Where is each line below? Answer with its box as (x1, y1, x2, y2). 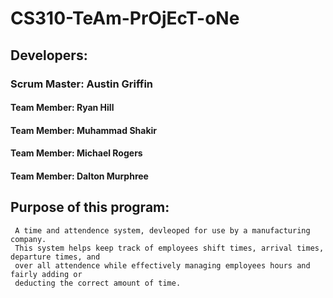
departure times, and (10, 252, 101, 262)
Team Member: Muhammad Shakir (10, 124, 158, 136)
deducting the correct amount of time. (14, 278, 182, 288)
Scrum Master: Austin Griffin (10, 77, 154, 91)
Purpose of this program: (10, 199, 170, 216)
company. (10, 234, 47, 244)
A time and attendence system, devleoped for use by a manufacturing (14, 225, 311, 236)
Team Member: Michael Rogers (10, 147, 143, 159)
